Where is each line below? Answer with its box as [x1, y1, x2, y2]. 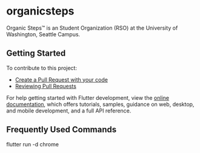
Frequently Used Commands [6, 125, 117, 135]
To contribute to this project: [6, 64, 78, 71]
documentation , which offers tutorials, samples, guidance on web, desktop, [6, 100, 195, 108]
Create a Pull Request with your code [15, 76, 108, 83]
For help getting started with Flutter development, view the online [6, 94, 170, 101]
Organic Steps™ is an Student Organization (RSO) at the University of [6, 24, 178, 31]
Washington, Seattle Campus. [6, 30, 81, 37]
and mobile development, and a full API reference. [6, 107, 132, 114]
